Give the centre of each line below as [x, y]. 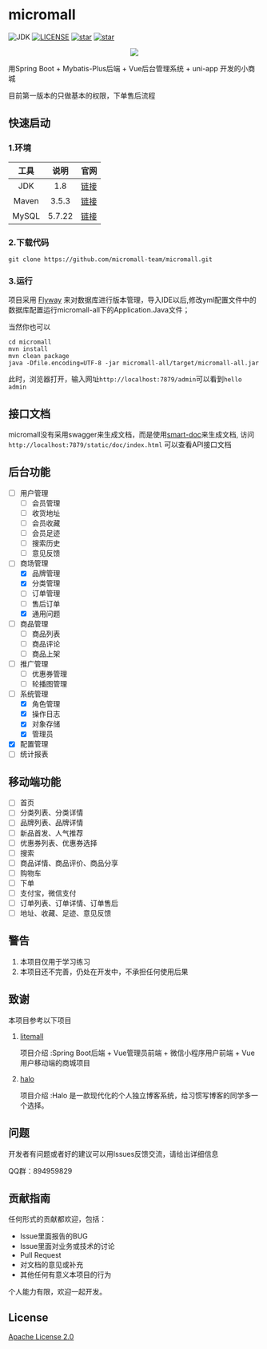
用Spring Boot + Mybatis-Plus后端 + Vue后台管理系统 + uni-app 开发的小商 [132, 68]
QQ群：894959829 [40, 1170]
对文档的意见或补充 [52, 1265]
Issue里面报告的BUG [54, 1236]
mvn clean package [39, 356]
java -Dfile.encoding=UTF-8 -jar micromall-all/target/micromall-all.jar [134, 363]
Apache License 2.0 [41, 1337]
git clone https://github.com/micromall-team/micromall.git [111, 259]
